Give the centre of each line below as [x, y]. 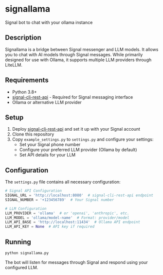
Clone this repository [33, 134]
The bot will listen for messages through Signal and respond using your [77, 262]
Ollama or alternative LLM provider [47, 102]
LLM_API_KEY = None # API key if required [50, 227]
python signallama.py [27, 253]
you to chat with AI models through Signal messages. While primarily [74, 54]
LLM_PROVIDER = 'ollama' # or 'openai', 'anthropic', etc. [67, 213]
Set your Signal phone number [50, 145]
